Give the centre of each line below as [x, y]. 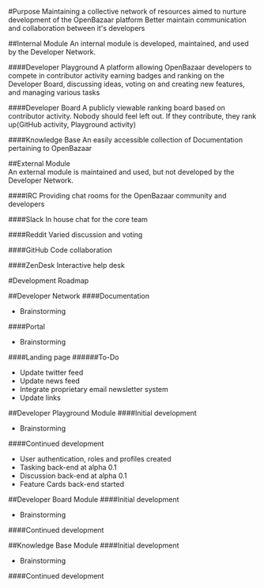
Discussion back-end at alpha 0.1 [74, 476]
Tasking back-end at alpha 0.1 [68, 467]
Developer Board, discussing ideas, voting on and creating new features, [126, 84]
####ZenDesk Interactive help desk [66, 265]
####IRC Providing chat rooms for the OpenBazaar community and [117, 196]
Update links [40, 398]
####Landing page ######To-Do [64, 357]
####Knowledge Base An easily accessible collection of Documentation [126, 140]
